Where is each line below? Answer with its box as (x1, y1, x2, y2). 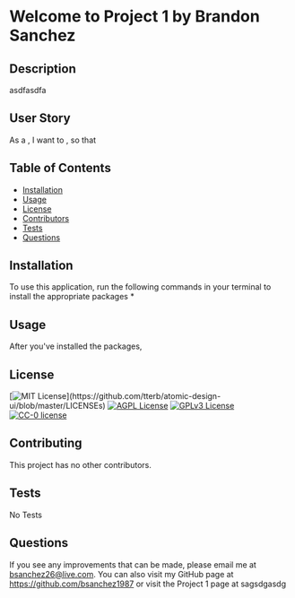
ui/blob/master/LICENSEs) (9, 401, 106, 412)
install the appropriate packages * (9, 291, 134, 302)
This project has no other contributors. (9, 459, 152, 470)
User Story (9, 110, 71, 126)
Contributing (9, 436, 82, 451)
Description (9, 61, 76, 76)
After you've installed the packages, (9, 341, 143, 351)
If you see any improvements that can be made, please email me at (9, 559, 257, 570)
